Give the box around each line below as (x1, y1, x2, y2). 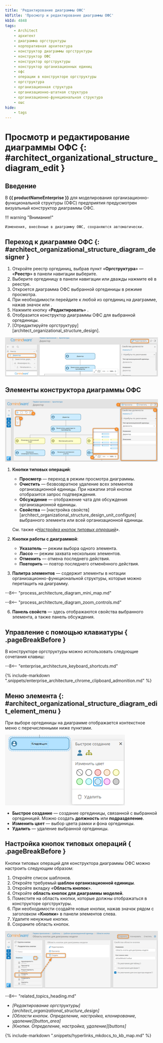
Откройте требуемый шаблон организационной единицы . (12, 880, 135, 886)
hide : (5, 105, 16, 110)
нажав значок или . (12, 301, 52, 308)
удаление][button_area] (12, 1018, 61, 1024)
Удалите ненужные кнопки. (12, 916, 69, 922)
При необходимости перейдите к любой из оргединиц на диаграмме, (12, 297, 157, 302)
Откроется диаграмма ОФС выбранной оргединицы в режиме (12, 286, 142, 292)
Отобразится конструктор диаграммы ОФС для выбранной (12, 312, 136, 318)
